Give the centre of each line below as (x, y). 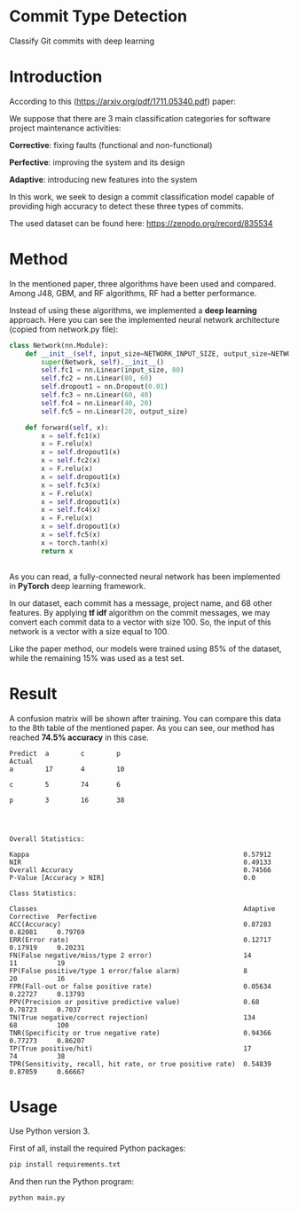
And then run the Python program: (72, 1182)
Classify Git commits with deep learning (82, 41)
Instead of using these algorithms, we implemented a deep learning (133, 310)
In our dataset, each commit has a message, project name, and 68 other (141, 603)
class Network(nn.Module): (59, 345)
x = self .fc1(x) (71, 436)
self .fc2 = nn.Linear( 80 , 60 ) (97, 379)
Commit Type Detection (98, 16)
